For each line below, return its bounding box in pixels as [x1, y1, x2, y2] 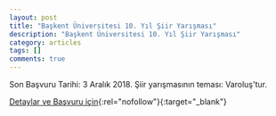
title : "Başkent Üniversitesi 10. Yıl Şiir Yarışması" [9, 21, 217, 30]
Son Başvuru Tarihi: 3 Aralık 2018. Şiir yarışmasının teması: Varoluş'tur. [9, 79, 267, 89]
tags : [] [9, 46, 42, 55]
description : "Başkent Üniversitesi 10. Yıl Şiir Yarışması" [9, 29, 241, 38]
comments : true [9, 54, 66, 63]
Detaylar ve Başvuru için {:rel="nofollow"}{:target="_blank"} [9, 96, 227, 107]
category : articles [9, 37, 82, 47]
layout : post [9, 12, 58, 22]
